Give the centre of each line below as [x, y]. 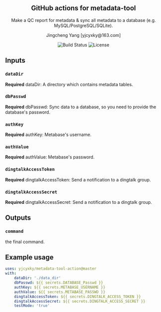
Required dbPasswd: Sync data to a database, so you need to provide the [81, 107]
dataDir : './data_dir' [38, 278]
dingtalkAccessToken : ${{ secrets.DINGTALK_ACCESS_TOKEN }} [78, 297]
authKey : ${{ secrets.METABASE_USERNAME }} [60, 287]
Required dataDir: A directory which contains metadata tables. [69, 84]
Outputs [18, 218]
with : [11, 274]
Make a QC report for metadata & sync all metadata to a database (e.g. [83, 20]
